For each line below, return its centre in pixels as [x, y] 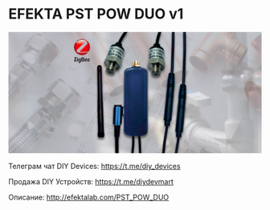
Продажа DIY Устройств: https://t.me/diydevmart [91, 182]
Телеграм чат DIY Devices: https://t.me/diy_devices [94, 167]
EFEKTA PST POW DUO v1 [96, 14]
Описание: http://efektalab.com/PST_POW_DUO [89, 197]
